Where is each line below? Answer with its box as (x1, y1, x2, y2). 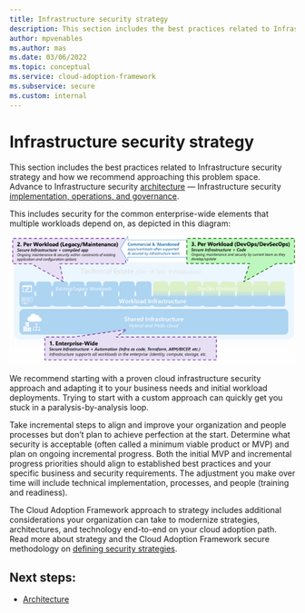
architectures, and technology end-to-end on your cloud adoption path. (9, 524, 277, 535)
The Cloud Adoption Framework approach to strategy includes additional (9, 505, 282, 516)
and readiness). (9, 487, 68, 499)
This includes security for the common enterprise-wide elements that (9, 208, 270, 219)
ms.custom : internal (9, 91, 88, 100)
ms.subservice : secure (9, 82, 95, 91)
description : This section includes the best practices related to (9, 24, 271, 34)
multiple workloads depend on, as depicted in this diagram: (9, 218, 231, 229)
